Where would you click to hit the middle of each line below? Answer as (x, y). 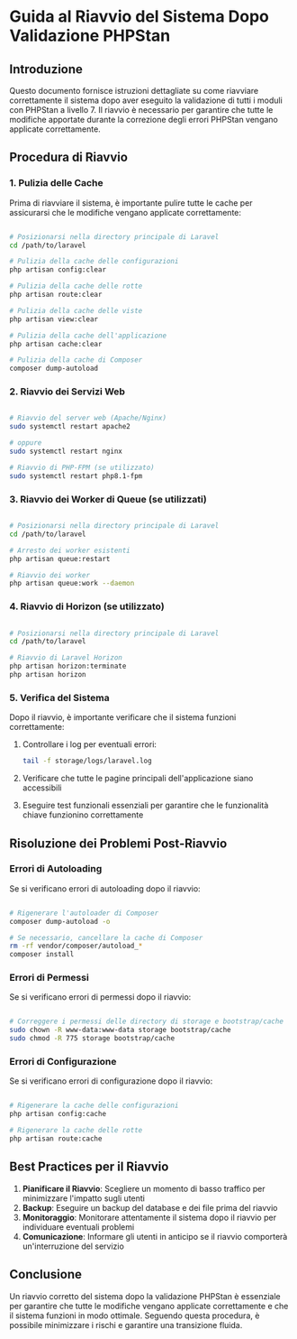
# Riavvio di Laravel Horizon (66, 658)
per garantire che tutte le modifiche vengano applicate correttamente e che (149, 1306)
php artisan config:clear (58, 270)
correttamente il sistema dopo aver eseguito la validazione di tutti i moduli (146, 100)
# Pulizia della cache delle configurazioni (94, 262)
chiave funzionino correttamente (83, 815)
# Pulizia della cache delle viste (76, 310)
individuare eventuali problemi (78, 1227)
